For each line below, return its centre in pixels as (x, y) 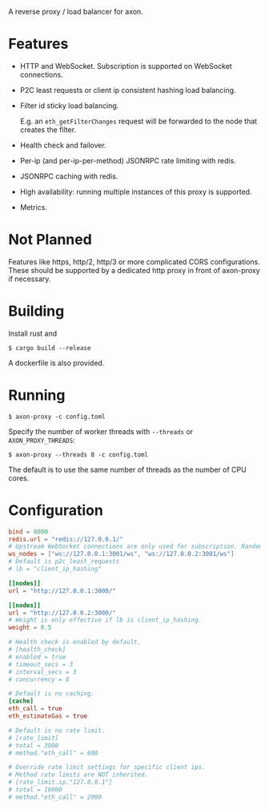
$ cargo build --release (50, 348)
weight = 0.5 (30, 628)
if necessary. (30, 279)
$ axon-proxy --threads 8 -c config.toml (78, 455)
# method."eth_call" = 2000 (55, 797)
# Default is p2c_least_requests (64, 561)
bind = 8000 (28, 532)
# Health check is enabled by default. (75, 642)
